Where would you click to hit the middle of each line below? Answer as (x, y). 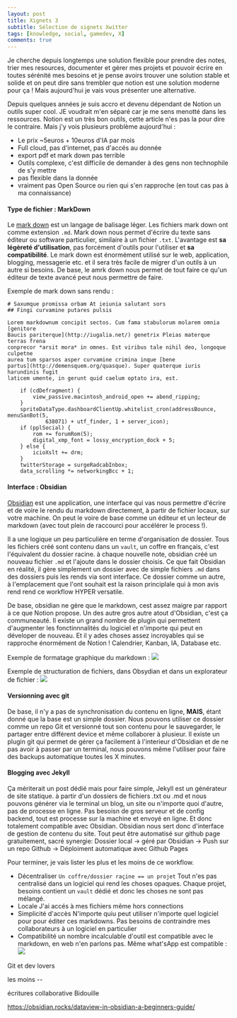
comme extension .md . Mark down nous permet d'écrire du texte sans (109, 232)
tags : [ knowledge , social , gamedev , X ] (66, 34)
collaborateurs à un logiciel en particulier (77, 928)
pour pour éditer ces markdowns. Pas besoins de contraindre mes (114, 921)
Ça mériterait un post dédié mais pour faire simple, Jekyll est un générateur (117, 788)
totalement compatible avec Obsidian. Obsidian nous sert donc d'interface (116, 826)
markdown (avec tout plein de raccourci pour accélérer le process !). (107, 525)
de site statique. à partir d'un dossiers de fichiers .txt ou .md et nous (107, 796)
